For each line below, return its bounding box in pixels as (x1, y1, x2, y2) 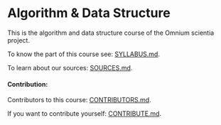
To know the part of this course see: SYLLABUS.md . (7, 50, 160, 58)
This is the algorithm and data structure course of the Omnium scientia (7, 28, 215, 37)
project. (7, 36, 31, 44)
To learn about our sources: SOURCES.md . (7, 63, 133, 72)
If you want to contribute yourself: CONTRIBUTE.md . (7, 109, 162, 118)
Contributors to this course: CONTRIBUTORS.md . (7, 96, 151, 104)
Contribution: (7, 80, 48, 88)
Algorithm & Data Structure (7, 5, 171, 21)
